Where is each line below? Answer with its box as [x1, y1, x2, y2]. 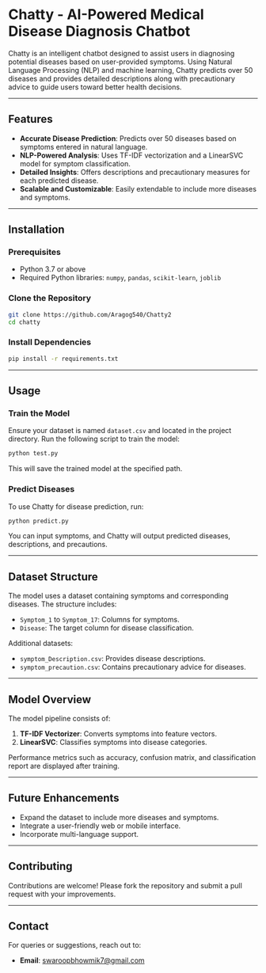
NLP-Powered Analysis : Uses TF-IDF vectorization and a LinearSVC [19, 150, 244, 160]
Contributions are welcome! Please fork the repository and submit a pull [8, 880, 243, 890]
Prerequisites [8, 247, 61, 258]
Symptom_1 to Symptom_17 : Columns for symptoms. [19, 615, 180, 625]
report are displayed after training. [8, 762, 120, 771]
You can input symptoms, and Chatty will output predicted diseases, [8, 531, 231, 541]
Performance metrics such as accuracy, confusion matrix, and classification [8, 753, 256, 762]
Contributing [8, 860, 73, 873]
